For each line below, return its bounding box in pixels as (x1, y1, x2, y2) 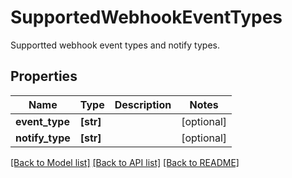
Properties (10, 68, 78, 85)
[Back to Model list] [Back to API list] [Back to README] (10, 156, 240, 168)
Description (114, 97, 172, 111)
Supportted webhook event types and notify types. (10, 39, 220, 51)
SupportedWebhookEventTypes (10, 6, 283, 29)
